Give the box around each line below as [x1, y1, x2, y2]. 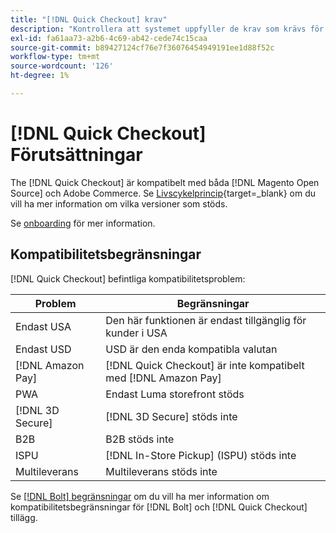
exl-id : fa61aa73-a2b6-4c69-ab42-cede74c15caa [10, 33, 208, 43]
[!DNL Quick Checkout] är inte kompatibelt [105, 358, 305, 372]
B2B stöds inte [105, 432, 175, 446]
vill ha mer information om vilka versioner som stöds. [10, 197, 228, 210]
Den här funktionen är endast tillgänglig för [105, 313, 307, 327]
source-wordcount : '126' [10, 61, 114, 71]
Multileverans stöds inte [105, 464, 218, 478]
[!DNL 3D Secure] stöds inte [105, 409, 238, 423]
